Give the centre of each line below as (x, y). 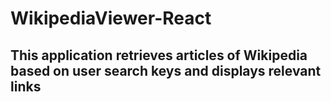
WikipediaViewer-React (111, 18)
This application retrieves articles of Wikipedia (159, 55)
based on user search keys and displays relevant (166, 70)
